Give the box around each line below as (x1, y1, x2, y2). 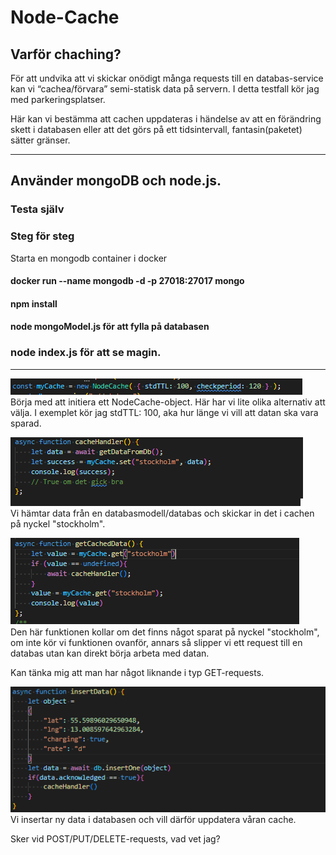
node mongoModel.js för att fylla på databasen (10, 321, 210, 333)
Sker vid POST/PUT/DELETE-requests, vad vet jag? (10, 833, 221, 845)
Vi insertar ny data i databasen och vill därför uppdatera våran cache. (10, 814, 297, 826)
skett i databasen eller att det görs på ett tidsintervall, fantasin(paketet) (10, 124, 303, 135)
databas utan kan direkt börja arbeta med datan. (10, 647, 210, 659)
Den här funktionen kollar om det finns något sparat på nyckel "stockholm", (10, 626, 320, 638)
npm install (10, 297, 58, 310)
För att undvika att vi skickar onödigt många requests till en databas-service (10, 72, 324, 84)
